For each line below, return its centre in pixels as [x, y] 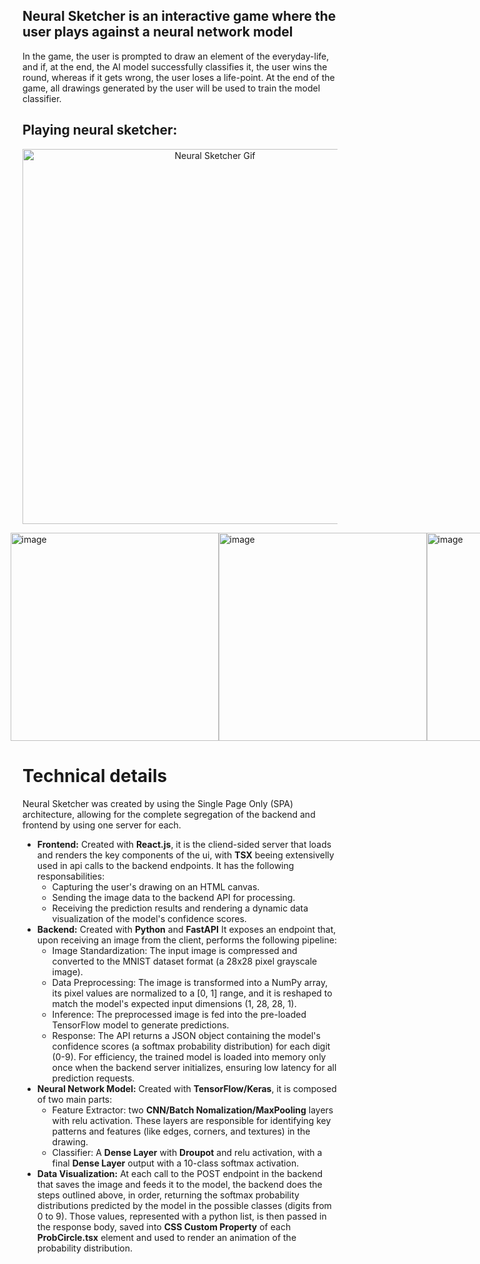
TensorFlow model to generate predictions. [140, 1025]
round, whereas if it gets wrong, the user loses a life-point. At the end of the [178, 77]
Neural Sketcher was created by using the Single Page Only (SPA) [158, 803]
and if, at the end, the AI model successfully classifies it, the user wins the [175, 66]
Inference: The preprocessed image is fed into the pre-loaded [179, 1014]
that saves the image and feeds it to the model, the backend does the [179, 1184]
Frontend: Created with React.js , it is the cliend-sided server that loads [184, 844]
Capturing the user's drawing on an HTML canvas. [155, 886]
